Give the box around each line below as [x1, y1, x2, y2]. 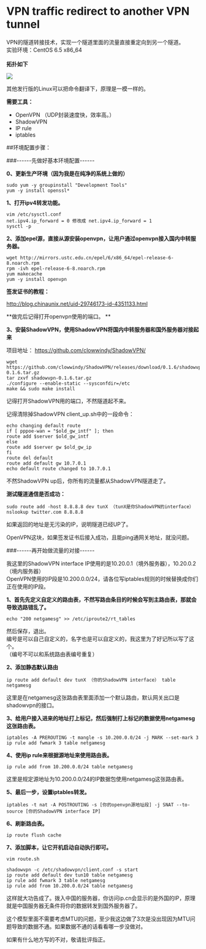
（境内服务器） [6, 567, 44, 575]
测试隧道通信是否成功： [6, 490, 66, 497]
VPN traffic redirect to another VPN [6, 4, 190, 18]
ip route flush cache [6, 832, 62, 838]
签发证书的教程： [6, 288, 50, 295]
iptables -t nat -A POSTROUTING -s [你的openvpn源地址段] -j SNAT [6, 801, 174, 808]
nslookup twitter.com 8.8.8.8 [6, 509, 84, 515]
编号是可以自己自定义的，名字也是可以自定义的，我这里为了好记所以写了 [6, 635, 189, 642]
